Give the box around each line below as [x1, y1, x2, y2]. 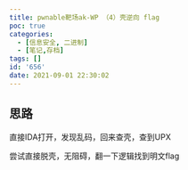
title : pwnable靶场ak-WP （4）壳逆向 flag [9, 12, 160, 22]
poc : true [9, 21, 46, 30]
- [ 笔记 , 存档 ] [17, 46, 64, 55]
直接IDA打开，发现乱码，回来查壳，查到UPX [9, 131, 171, 142]
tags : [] [9, 54, 42, 63]
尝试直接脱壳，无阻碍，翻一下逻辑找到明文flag [9, 150, 180, 161]
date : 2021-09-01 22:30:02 [9, 71, 110, 80]
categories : [9, 29, 53, 38]
